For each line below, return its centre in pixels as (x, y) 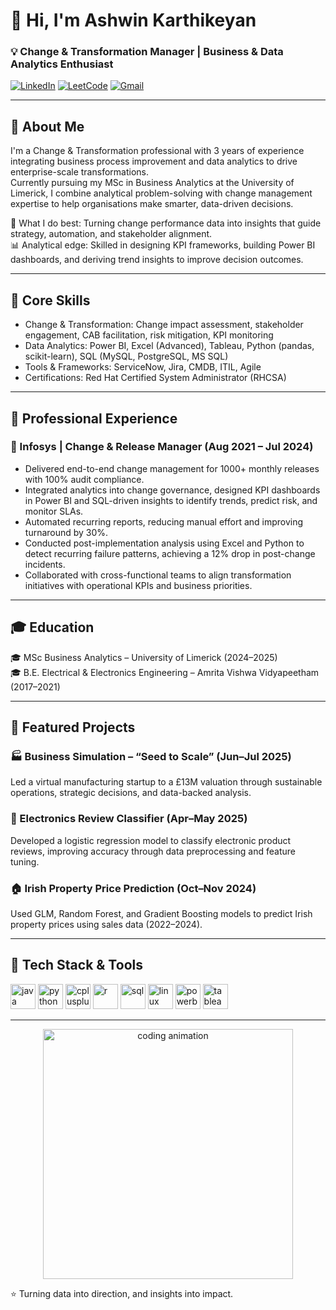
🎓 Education (52, 627)
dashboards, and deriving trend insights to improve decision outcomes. (157, 260)
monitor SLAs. (54, 511)
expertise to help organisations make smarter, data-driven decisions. (152, 204)
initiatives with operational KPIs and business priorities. (138, 585)
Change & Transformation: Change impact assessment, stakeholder (164, 325)
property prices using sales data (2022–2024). (106, 924)
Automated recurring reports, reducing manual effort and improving (164, 521)
